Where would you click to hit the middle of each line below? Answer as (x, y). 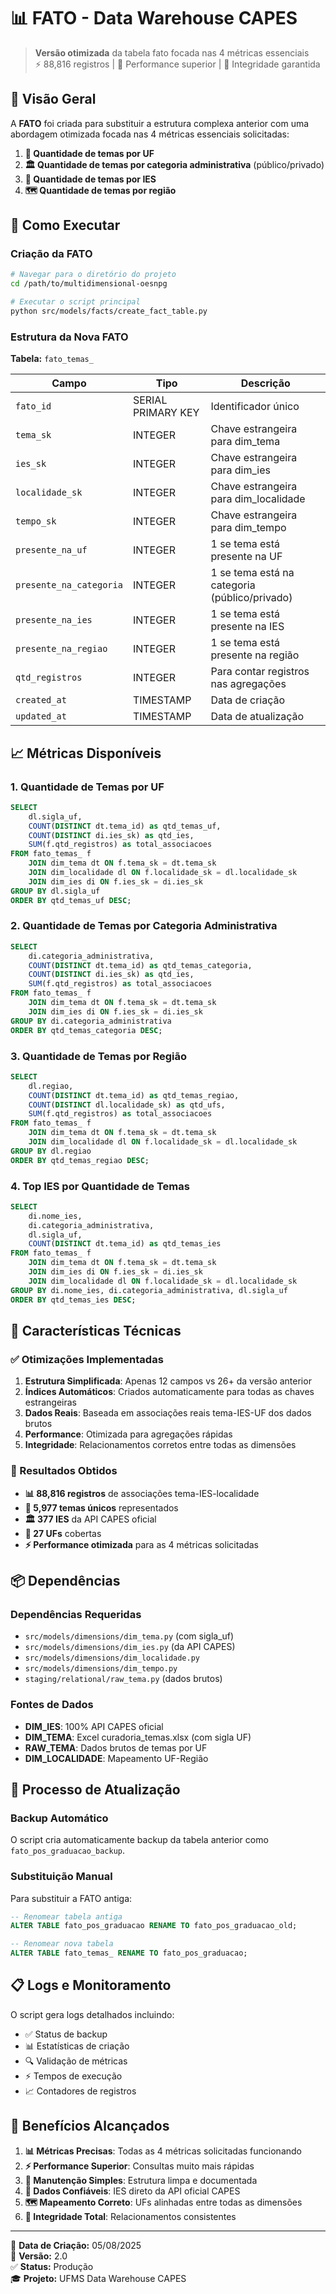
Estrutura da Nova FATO (69, 337)
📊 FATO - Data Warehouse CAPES (154, 18)
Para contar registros (260, 672)
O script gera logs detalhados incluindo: (92, 2014)
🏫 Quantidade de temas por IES (90, 179)
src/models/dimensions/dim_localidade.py (112, 1658)
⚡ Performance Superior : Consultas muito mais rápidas (139, 2166)
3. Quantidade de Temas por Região (99, 1056)
